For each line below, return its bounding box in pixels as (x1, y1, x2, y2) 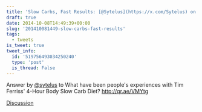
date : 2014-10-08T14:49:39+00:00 (6, 20, 91, 26)
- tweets (11, 37, 34, 43)
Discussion (6, 99, 34, 107)
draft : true (6, 14, 36, 20)
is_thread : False (11, 64, 56, 71)
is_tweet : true (6, 43, 45, 49)
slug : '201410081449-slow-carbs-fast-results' (6, 25, 126, 32)
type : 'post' (11, 59, 45, 65)
